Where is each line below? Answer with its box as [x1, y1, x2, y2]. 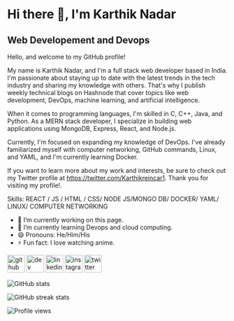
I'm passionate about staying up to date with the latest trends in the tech [7, 73, 215, 82]
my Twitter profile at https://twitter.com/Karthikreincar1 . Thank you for [7, 174, 209, 182]
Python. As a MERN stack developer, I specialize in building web [7, 117, 192, 125]
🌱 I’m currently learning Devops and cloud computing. [17, 223, 173, 231]
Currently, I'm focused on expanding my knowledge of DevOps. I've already [7, 138, 226, 146]
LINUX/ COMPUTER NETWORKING [7, 202, 108, 211]
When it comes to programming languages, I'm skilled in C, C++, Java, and [7, 110, 223, 117]
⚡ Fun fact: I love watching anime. [17, 238, 115, 247]
